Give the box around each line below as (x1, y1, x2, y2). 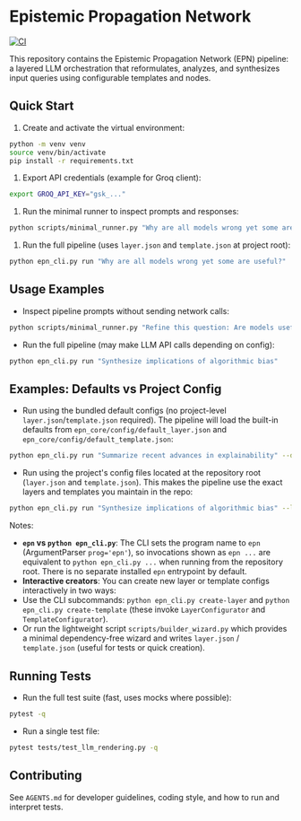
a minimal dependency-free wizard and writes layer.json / (21, 633, 240, 643)
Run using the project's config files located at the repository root (21, 467, 262, 478)
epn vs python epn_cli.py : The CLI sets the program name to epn (21, 537, 262, 548)
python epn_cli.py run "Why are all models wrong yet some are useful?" (9, 258, 287, 266)
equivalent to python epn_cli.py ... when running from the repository (21, 556, 284, 567)
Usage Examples (9, 282, 105, 297)
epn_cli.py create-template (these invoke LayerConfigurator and (21, 604, 266, 616)
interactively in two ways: (21, 585, 116, 596)
